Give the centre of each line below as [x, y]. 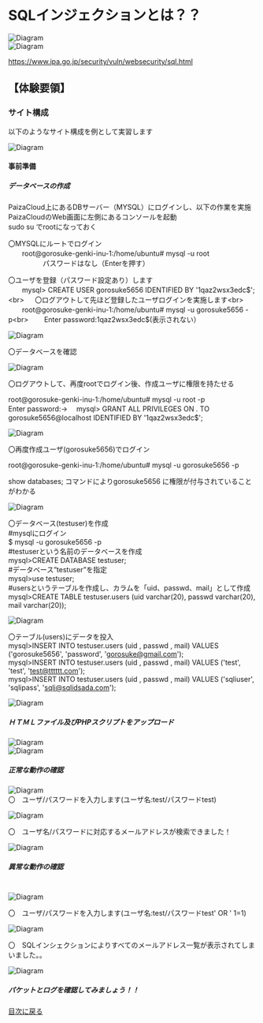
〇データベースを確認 [43, 352]
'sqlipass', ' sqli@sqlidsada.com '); [62, 688]
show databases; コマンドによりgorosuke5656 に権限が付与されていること [130, 482]
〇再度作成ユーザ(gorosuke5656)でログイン [79, 449]
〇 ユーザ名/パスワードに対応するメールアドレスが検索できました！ [120, 832]
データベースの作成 [39, 185]
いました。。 [27, 955]
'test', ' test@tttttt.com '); [46, 671]
